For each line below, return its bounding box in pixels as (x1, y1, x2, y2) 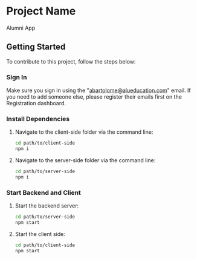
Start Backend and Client (6, 188, 82, 197)
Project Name (6, 4, 76, 18)
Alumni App (6, 24, 35, 31)
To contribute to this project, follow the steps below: (6, 57, 136, 65)
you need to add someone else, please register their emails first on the (6, 93, 182, 100)
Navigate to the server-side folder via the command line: (15, 157, 156, 164)
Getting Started (6, 42, 66, 52)
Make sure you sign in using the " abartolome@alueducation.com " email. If (6, 87, 192, 94)
